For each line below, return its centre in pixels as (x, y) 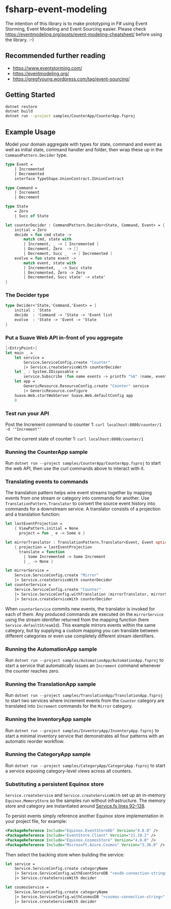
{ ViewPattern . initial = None (47, 528)
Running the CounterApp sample (47, 452)
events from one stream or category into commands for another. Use (77, 498)
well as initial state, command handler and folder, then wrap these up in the (84, 150)
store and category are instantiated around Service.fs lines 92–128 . (76, 806)
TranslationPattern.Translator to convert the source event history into (80, 503)
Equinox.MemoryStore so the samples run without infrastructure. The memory (85, 800)
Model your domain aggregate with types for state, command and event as (83, 144)
